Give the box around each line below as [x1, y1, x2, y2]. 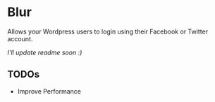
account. [7, 34, 33, 43]
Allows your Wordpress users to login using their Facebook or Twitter [7, 27, 209, 36]
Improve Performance [17, 87, 81, 95]
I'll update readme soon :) [7, 48, 82, 57]
